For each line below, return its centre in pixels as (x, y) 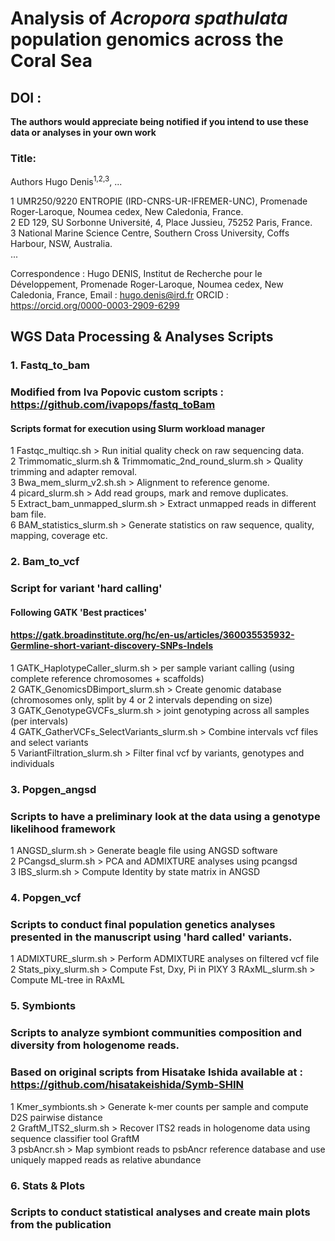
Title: (23, 158)
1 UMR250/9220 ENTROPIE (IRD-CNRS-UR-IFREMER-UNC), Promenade (159, 201)
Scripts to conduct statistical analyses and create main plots (160, 1212)
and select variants (49, 743)
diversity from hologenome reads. (95, 1045)
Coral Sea (51, 61)
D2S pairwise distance (56, 1117)
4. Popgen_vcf (46, 898)
